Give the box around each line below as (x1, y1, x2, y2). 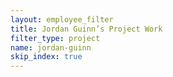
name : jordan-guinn (10, 42, 92, 53)
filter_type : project (10, 33, 101, 43)
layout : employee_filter (10, 14, 114, 25)
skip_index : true (10, 52, 83, 62)
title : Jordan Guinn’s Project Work (10, 24, 163, 34)
